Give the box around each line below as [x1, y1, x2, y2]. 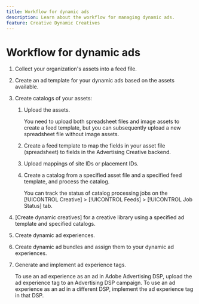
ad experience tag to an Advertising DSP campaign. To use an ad [14, 279, 176, 287]
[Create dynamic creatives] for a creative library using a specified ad [14, 214, 185, 221]
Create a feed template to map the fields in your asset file [23, 142, 166, 149]
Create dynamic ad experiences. [14, 232, 96, 239]
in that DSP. [14, 292, 44, 299]
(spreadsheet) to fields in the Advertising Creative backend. [23, 149, 172, 156]
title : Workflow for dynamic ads [6, 8, 90, 15]
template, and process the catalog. [23, 178, 110, 185]
